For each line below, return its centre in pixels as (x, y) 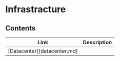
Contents (21, 28)
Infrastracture (36, 9)
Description (97, 42)
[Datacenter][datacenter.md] (43, 51)
